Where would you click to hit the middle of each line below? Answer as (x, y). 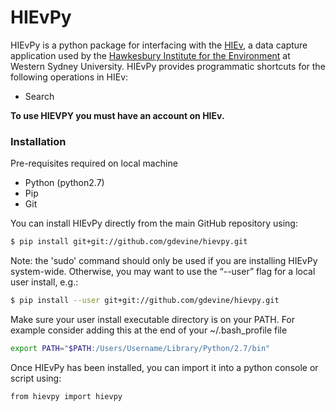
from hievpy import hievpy (66, 396)
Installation (38, 141)
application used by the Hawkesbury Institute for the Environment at (150, 55)
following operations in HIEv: (69, 77)
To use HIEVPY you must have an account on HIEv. (117, 115)
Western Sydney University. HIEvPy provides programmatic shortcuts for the (168, 66)
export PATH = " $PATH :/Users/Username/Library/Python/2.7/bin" (140, 348)
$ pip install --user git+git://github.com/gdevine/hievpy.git (145, 301)
